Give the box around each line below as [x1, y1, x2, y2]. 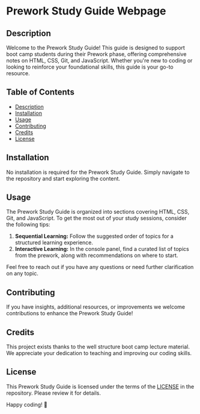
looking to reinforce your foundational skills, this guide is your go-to [6, 63, 174, 70]
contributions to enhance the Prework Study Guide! [6, 310, 133, 317]
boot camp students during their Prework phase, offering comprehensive [6, 51, 187, 58]
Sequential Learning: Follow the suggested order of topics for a [14, 233, 174, 240]
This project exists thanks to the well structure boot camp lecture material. [6, 343, 190, 350]
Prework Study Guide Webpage [6, 4, 166, 18]
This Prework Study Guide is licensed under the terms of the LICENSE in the [6, 383, 195, 390]
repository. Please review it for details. [6, 389, 101, 397]
